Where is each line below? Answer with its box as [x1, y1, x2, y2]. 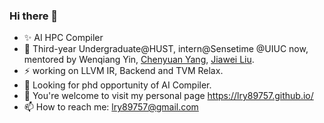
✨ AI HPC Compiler [23, 32, 104, 44]
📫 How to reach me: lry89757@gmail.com [23, 101, 199, 113]
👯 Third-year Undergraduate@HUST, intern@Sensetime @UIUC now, [23, 43, 309, 55]
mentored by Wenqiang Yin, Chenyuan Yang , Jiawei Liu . [23, 54, 255, 66]
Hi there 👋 [9, 9, 59, 23]
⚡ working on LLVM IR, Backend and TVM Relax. [23, 65, 224, 77]
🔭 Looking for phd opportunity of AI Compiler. [23, 79, 212, 91]
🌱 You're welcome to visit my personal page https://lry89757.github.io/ [23, 90, 314, 102]
